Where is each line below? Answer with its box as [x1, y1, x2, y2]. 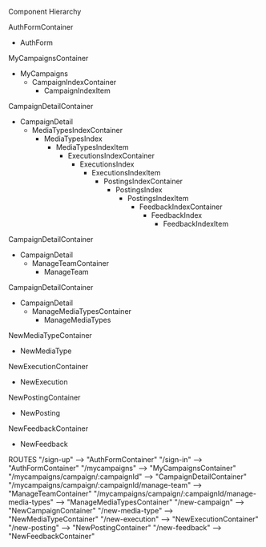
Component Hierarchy [8, 7, 82, 16]
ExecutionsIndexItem [91, 168, 161, 177]
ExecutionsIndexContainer [67, 151, 155, 160]
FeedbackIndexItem [163, 219, 229, 228]
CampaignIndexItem [43, 86, 111, 95]
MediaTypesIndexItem [55, 143, 129, 151]
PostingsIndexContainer [103, 176, 183, 186]
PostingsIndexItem [127, 194, 189, 203]
